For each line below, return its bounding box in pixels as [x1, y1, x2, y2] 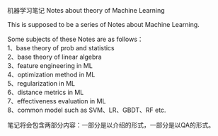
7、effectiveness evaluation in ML [7, 97, 106, 105]
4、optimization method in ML [7, 70, 96, 79]
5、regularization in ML [7, 79, 76, 87]
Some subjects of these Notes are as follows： [7, 35, 144, 43]
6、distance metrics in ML [7, 88, 84, 96]
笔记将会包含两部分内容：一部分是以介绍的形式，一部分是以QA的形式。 [7, 121, 214, 129]
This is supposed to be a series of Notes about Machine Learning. [7, 21, 200, 28]
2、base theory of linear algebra [7, 52, 102, 61]
